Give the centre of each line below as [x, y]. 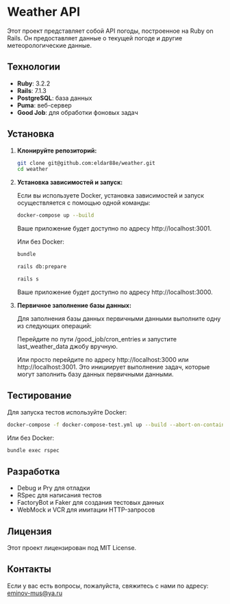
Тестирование [39, 396]
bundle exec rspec [33, 450]
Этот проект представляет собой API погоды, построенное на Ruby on [110, 31]
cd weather [33, 169]
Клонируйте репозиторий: [57, 150]
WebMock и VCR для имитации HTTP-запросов [86, 510]
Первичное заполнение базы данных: [74, 305]
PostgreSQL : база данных [54, 98]
